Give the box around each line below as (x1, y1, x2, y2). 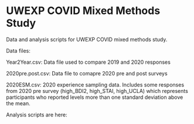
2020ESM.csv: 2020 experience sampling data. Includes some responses (6, 81, 185, 88)
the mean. (6, 99, 30, 106)
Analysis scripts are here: (6, 111, 67, 118)
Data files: (6, 47, 30, 54)
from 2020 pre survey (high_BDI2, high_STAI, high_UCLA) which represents (6, 87, 189, 94)
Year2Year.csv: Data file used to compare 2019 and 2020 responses (6, 58, 171, 66)
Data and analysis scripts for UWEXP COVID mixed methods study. (6, 36, 168, 43)
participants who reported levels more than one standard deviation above (6, 94, 183, 101)
